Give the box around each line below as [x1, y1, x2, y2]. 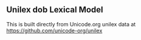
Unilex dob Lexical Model [6, 5, 103, 15]
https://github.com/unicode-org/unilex [6, 27, 103, 34]
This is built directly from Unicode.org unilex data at [6, 20, 136, 27]
